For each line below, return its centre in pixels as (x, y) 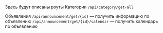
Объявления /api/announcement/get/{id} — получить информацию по (77, 16)
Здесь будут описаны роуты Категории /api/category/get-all (69, 7)
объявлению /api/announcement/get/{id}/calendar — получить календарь (81, 21)
